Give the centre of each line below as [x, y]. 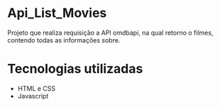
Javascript [33, 96]
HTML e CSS [37, 88]
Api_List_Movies [57, 13]
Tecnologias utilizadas [75, 69]
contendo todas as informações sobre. [64, 40]
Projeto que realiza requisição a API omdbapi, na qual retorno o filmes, [110, 33]
